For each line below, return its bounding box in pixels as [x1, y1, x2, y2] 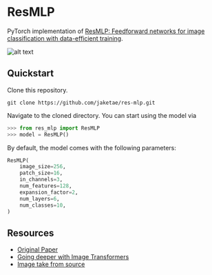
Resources [7, 227, 54, 238]
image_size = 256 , [19, 163, 67, 170]
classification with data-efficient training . [7, 34, 123, 42]
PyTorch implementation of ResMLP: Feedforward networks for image [7, 27, 205, 35]
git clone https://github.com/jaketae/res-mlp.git [7, 99, 156, 106]
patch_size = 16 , [19, 170, 63, 176]
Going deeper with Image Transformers [17, 253, 129, 261]
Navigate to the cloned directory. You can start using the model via [7, 111, 197, 119]
